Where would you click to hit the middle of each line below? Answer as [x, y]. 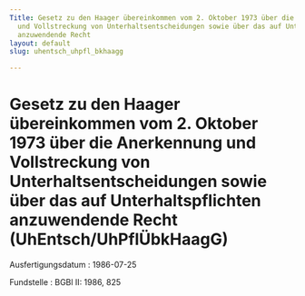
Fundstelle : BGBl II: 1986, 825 [65, 282]
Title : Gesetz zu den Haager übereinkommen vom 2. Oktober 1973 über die [152, 18]
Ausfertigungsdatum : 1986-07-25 [73, 265]
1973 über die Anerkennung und [133, 143]
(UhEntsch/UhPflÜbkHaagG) [119, 239]
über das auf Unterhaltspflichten [135, 201]
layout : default [40, 43]
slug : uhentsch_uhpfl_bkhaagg [67, 52]
